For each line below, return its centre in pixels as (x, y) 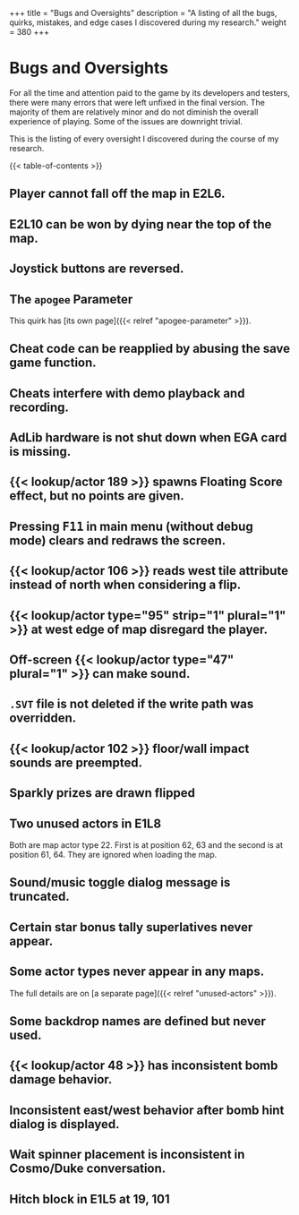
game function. (53, 363)
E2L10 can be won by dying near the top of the (141, 224)
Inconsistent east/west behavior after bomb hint (147, 1110)
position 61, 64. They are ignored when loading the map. (113, 855)
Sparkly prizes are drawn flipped (102, 793)
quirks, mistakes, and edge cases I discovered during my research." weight (148, 22)
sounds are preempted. (76, 762)
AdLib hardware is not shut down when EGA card (148, 438)
